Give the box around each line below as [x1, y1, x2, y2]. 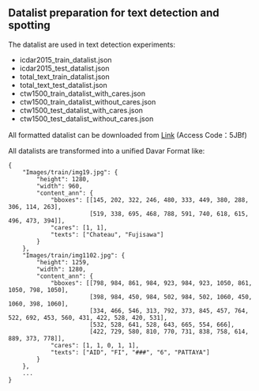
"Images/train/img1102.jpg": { [22, 251, 126, 260]
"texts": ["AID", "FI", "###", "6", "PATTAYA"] [50, 348, 211, 356]
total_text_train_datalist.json [19, 71, 111, 82]
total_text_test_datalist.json [19, 80, 108, 89]
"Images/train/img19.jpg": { [22, 168, 118, 177]
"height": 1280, [36, 175, 90, 183]
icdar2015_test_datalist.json [19, 63, 110, 73]
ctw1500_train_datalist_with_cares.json [19, 89, 146, 98]
